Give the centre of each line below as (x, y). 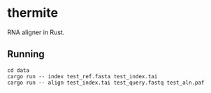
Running (26, 54)
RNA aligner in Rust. (36, 32)
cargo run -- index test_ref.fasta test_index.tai (82, 76)
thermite (32, 13)
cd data (19, 70)
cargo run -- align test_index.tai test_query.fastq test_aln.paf (106, 83)
